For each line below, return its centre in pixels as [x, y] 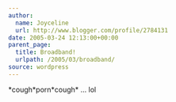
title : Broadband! [46, 52]
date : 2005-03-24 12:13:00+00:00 [63, 38]
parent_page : [30, 45]
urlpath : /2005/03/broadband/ [65, 60]
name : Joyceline [42, 23]
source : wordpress [38, 67]
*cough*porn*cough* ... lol [52, 89]
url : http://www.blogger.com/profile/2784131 [92, 30]
